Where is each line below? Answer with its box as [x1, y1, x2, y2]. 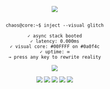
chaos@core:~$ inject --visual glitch [5, 22, 104, 28]
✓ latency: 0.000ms [30, 38, 80, 44]
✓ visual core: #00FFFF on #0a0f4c [9, 44, 100, 50]
